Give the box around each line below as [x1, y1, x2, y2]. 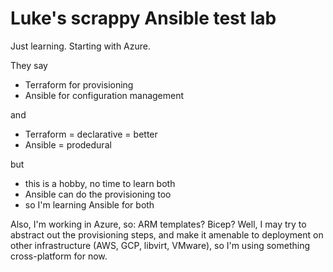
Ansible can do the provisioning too [24, 188, 172, 200]
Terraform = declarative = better [24, 128, 158, 140]
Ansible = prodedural [24, 138, 112, 151]
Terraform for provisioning [24, 78, 134, 91]
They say [10, 59, 48, 71]
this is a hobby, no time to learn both [24, 177, 176, 189]
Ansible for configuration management [24, 89, 185, 101]
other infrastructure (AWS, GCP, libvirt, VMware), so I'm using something [10, 239, 311, 251]
